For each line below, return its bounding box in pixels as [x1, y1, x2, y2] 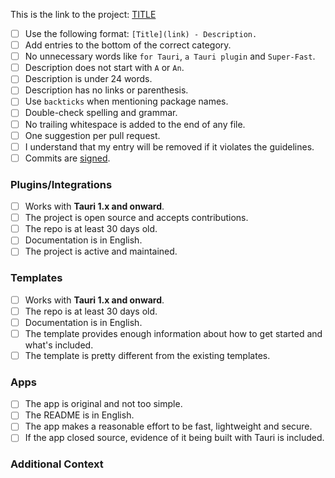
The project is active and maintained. [24, 245, 178, 258]
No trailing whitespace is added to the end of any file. [24, 118, 246, 130]
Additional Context [10, 457, 104, 471]
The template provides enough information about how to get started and [24, 327, 323, 339]
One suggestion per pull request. [24, 129, 161, 141]
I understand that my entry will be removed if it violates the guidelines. [24, 140, 315, 153]
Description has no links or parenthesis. [24, 84, 189, 96]
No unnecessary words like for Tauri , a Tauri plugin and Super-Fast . [24, 50, 316, 63]
